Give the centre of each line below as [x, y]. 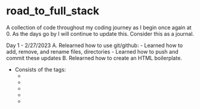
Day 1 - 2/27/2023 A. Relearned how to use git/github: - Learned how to [95, 45]
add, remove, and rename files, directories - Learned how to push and [93, 51]
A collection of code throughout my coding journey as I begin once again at [99, 27]
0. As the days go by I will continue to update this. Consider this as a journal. [100, 33]
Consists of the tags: [40, 69]
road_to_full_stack [53, 11]
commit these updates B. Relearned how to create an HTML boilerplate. [94, 58]
